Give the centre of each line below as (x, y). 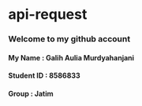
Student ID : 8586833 (44, 75)
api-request (48, 15)
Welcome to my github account (69, 39)
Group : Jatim (31, 93)
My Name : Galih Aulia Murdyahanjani (71, 57)
